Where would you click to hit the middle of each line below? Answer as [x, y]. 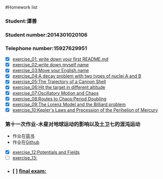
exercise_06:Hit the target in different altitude [59, 87]
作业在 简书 [23, 136]
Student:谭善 [21, 21]
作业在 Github [26, 142]
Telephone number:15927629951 [46, 48]
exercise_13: [25, 158]
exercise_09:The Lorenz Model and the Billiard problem [69, 104]
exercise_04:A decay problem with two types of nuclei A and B [77, 76]
